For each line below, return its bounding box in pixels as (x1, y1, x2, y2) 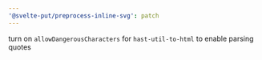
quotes (8, 42, 32, 52)
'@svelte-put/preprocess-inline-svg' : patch (8, 11, 159, 20)
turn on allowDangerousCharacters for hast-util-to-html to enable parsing (8, 34, 254, 43)
